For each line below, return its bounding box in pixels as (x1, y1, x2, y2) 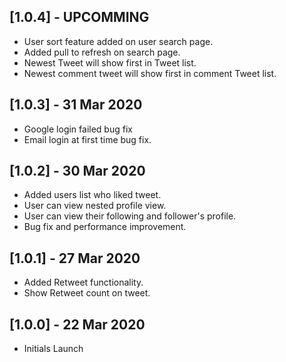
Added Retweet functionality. (23, 276, 144, 289)
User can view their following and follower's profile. (23, 210, 237, 222)
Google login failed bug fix (23, 123, 133, 135)
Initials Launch (23, 343, 84, 355)
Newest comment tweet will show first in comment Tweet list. (23, 67, 277, 79)
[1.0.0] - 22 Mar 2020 (9, 316, 146, 333)
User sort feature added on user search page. (23, 35, 214, 47)
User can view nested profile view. (23, 200, 167, 212)
